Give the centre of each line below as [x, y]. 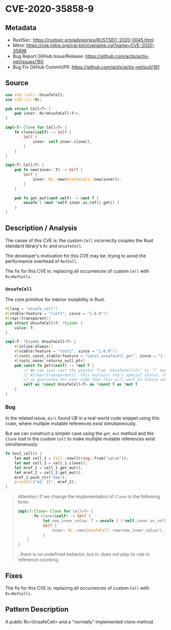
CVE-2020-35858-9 [50, 9]
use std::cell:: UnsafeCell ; [35, 95]
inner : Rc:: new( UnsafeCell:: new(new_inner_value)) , [108, 530]
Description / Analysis [41, 228]
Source [17, 83]
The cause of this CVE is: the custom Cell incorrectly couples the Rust [79, 240]
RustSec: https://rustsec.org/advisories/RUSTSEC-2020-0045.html [83, 40]
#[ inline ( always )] [34, 347]
